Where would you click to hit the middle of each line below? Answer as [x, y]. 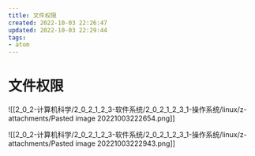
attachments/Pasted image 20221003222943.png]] [92, 143]
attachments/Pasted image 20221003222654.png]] [92, 118]
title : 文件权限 [32, 15]
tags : [17, 37]
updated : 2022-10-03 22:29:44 [58, 30]
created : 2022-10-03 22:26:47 [58, 23]
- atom [19, 45]
